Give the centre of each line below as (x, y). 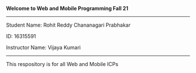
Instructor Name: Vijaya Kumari (43, 48)
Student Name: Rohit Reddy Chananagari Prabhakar (68, 25)
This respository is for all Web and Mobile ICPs (62, 64)
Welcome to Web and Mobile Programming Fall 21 (67, 8)
